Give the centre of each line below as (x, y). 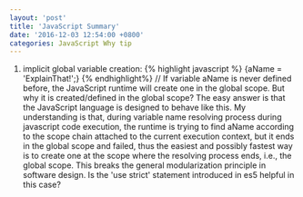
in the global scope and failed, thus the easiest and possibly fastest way (157, 146)
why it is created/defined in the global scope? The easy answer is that (154, 98)
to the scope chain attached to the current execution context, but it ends (158, 136)
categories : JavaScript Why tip (71, 43)
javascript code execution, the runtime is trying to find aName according (158, 127)
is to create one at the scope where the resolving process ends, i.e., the (157, 156)
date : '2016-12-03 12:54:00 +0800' (77, 34)
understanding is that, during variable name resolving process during (152, 117)
